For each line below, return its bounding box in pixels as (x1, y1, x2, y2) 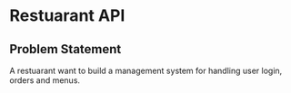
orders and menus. (9, 75, 80, 86)
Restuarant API (9, 5, 125, 26)
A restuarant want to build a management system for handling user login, (9, 65, 283, 76)
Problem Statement (9, 42, 122, 57)
